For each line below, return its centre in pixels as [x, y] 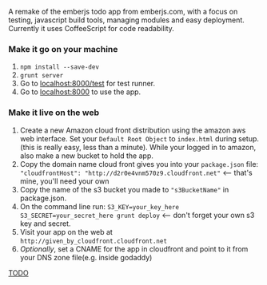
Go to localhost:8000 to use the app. [80, 92]
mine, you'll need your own [64, 181]
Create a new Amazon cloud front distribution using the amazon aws [133, 130]
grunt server [42, 76]
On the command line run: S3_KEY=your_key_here [100, 206]
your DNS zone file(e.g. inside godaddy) [86, 257]
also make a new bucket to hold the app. [86, 156]
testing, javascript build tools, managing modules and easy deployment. [127, 20]
